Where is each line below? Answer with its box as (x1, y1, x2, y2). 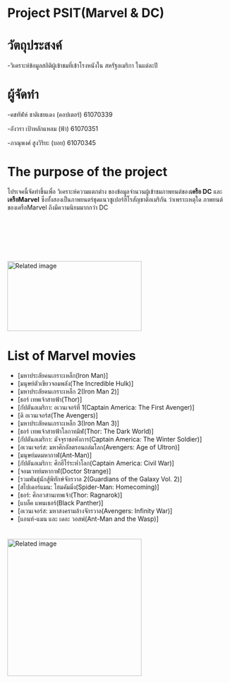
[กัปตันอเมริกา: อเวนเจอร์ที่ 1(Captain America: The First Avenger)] (17, 403, 195, 411)
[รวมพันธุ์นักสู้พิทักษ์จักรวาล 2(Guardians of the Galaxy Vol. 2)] (17, 474, 182, 483)
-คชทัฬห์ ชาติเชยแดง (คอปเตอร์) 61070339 (7, 110, 113, 119)
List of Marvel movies (7, 348, 136, 364)
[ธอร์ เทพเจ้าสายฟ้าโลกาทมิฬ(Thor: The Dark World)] (17, 427, 154, 435)
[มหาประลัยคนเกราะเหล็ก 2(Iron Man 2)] (17, 387, 120, 396)
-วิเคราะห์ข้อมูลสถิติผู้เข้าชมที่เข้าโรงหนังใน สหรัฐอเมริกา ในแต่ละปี (7, 62, 158, 70)
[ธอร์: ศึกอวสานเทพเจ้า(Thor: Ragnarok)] (17, 490, 123, 499)
